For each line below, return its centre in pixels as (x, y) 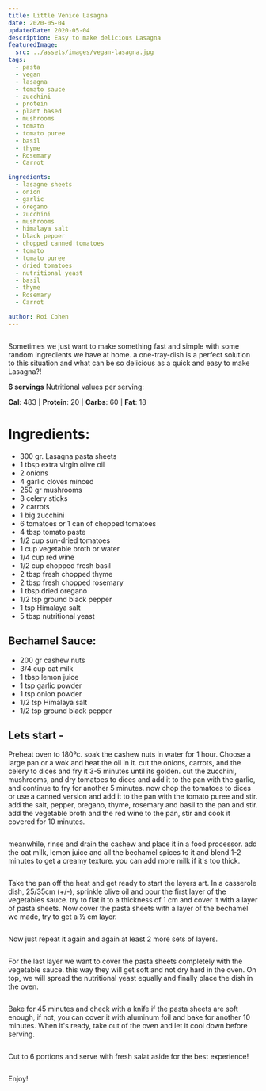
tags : (17, 60)
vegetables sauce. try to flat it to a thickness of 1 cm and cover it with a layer (133, 900)
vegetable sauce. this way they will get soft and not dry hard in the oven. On (132, 970)
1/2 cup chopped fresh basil (65, 565)
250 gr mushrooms (51, 490)
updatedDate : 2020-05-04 (49, 30)
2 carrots (34, 506)
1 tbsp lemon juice (49, 677)
